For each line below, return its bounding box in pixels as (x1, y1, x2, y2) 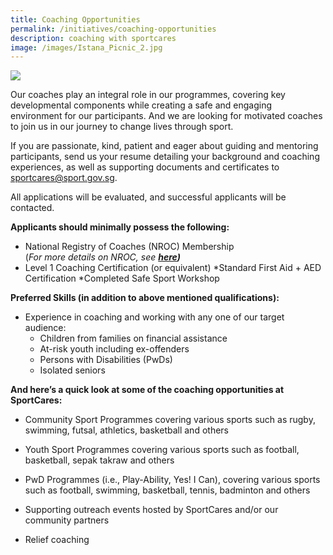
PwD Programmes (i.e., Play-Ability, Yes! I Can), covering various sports (24, 474, 321, 486)
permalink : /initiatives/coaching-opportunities (10, 24, 217, 34)
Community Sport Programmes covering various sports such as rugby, (24, 414, 316, 426)
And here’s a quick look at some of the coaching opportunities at (10, 384, 285, 396)
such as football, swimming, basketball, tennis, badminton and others (24, 484, 311, 496)
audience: (24, 322, 67, 334)
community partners (24, 514, 110, 526)
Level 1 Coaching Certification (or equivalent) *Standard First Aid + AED (24, 262, 322, 274)
